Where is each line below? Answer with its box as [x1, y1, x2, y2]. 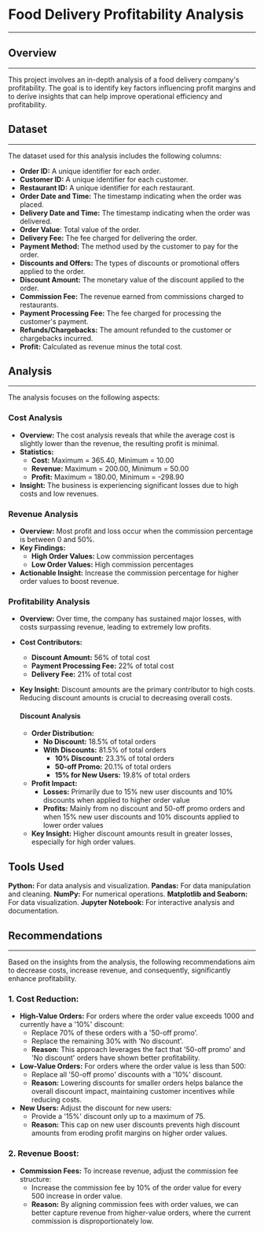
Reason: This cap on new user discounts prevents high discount [31, 1120, 240, 1130]
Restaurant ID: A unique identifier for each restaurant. [19, 183, 195, 192]
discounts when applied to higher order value [42, 796, 190, 805]
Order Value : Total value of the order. [19, 224, 141, 234]
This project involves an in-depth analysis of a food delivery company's [8, 75, 240, 84]
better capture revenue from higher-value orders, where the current [31, 1208, 251, 1217]
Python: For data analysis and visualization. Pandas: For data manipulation [8, 881, 251, 891]
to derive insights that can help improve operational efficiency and [8, 91, 222, 101]
